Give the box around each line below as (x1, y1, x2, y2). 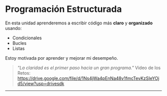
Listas (12, 45, 25, 51)
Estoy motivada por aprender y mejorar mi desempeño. (5, 55, 118, 61)
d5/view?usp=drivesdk (17, 81, 65, 87)
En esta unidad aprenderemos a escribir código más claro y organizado (5, 20, 153, 26)
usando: (5, 25, 22, 31)
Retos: (17, 70, 31, 76)
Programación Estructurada (5, 3, 122, 15)
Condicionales (12, 35, 42, 41)
